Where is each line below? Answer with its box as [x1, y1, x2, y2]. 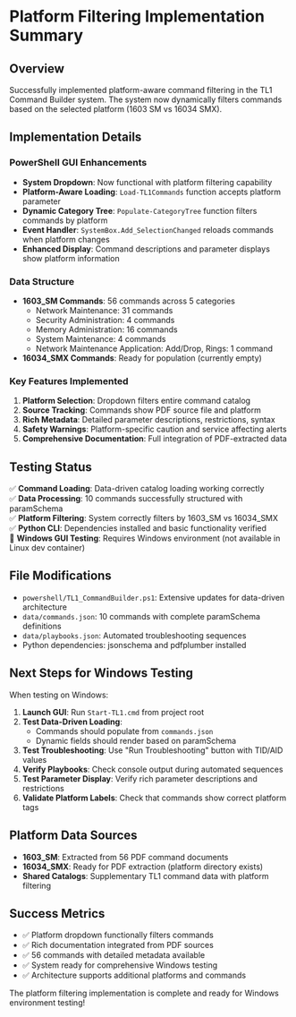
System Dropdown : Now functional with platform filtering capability [21, 176, 273, 187]
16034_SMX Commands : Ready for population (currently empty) [21, 352, 262, 363]
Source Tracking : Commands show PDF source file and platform [21, 405, 261, 415]
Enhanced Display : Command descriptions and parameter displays [21, 244, 271, 254]
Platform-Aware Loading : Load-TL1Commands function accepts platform [21, 186, 282, 197]
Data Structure [9, 275, 75, 287]
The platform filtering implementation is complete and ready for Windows [9, 987, 279, 999]
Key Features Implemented [9, 374, 129, 387]
